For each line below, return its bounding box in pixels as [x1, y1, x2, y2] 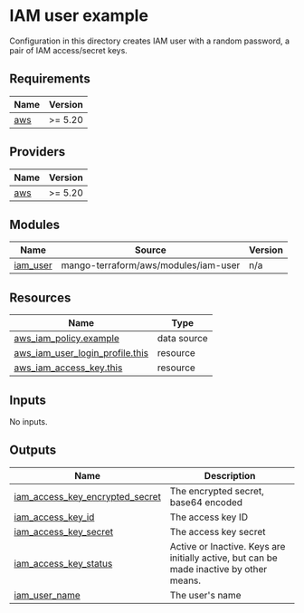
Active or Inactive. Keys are [169, 540, 286, 552]
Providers [9, 144, 66, 159]
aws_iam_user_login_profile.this [14, 347, 149, 359]
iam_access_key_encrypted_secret [14, 490, 161, 503]
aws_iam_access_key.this [14, 361, 123, 374]
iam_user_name [14, 589, 81, 601]
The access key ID [169, 511, 249, 523]
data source [157, 332, 208, 345]
